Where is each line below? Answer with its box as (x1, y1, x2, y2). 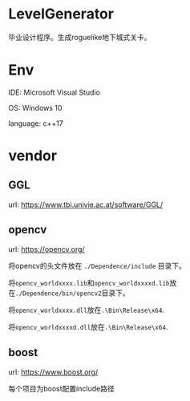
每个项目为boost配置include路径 (8, 383, 115, 393)
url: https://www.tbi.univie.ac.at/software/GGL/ (8, 200, 164, 209)
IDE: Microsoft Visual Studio (8, 87, 100, 97)
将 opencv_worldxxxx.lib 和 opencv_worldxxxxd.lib (8, 277, 170, 287)
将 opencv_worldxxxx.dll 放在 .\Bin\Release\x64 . (8, 305, 164, 314)
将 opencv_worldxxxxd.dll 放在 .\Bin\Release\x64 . (8, 322, 168, 331)
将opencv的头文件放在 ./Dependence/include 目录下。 (8, 261, 187, 270)
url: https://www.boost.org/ (8, 367, 99, 377)
